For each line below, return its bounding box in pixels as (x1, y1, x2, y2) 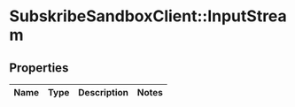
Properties (9, 60, 69, 75)
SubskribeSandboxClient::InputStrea (9, 6, 288, 27)
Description (78, 87, 128, 98)
